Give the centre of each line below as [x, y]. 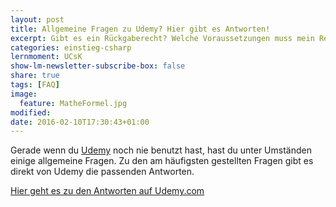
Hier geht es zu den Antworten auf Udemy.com [107, 191]
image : [24, 94]
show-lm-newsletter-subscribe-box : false [98, 66]
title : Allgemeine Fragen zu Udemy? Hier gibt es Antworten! [140, 29]
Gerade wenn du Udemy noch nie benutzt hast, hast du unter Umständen [161, 150]
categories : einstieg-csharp [71, 47]
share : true [35, 76]
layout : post [37, 19]
